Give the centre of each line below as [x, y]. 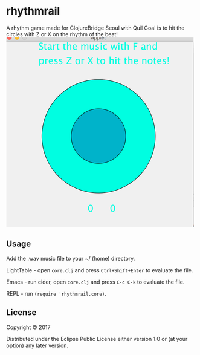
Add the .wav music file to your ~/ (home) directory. [71, 258]
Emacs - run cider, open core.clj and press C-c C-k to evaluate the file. [95, 282]
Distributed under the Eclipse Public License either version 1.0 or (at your [97, 339]
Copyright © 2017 [28, 327]
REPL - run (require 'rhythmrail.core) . [56, 293]
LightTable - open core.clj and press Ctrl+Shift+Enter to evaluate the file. [100, 270]
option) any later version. [37, 345]
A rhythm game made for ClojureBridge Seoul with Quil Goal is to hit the [95, 28]
